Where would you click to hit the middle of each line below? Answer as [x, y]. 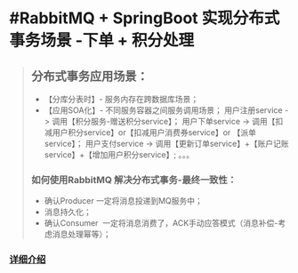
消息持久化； [68, 212]
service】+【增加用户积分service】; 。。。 [119, 155]
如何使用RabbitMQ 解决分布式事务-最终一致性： [134, 180]
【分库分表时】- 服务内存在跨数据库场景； [121, 99]
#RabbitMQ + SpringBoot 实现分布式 [145, 18]
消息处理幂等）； [81, 234]
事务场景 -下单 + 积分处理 [101, 40]
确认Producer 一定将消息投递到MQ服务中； [123, 201]
